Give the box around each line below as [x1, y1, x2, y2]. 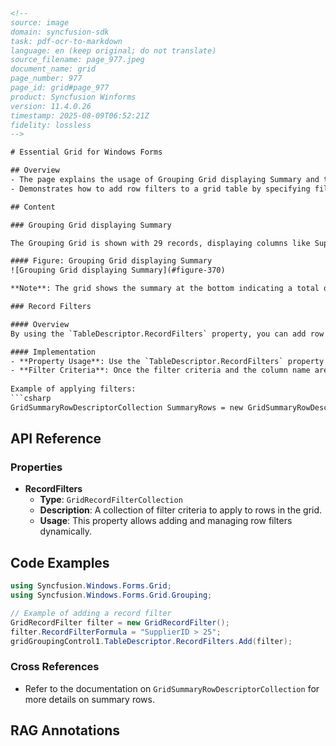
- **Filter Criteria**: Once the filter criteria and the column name [10, 365, 311, 376]
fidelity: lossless [10, 120, 92, 130]
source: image [10, 17, 70, 28]
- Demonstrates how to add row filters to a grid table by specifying [10, 184, 311, 194]
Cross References [10, 660, 100, 674]
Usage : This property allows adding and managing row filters [39, 515, 293, 527]
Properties [10, 460, 63, 474]
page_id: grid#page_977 [10, 83, 110, 93]
